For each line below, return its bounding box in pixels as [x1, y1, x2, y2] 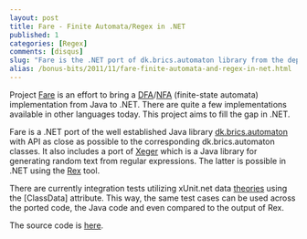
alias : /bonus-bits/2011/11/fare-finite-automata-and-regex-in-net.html [9, 65, 292, 74]
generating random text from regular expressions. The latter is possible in [9, 155, 286, 166]
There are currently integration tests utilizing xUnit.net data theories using [9, 182, 288, 193]
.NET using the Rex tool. [9, 165, 101, 176]
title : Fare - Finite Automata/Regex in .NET [9, 22, 185, 31]
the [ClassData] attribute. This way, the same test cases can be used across [9, 192, 296, 203]
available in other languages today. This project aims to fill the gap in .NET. [9, 109, 291, 119]
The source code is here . [9, 220, 104, 231]
